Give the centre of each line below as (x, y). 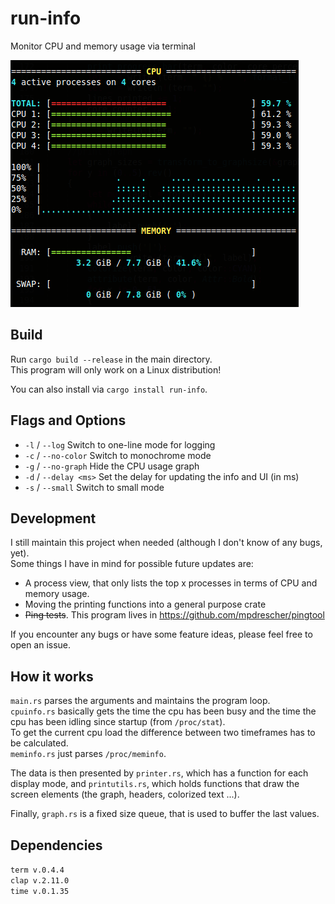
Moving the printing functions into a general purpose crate (145, 604)
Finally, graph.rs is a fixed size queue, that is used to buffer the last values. (165, 814)
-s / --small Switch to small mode (94, 487)
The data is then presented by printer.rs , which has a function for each (159, 773)
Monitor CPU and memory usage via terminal (103, 46)
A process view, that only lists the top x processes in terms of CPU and (171, 583)
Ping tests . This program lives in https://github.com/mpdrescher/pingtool (174, 615)
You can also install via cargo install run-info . (109, 389)
